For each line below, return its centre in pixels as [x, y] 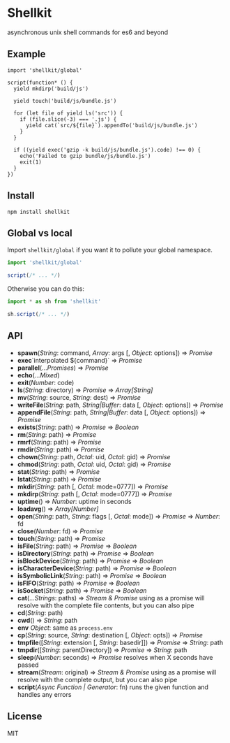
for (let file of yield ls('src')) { [68, 113]
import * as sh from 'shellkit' [54, 302]
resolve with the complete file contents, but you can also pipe [106, 605]
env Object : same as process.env [65, 628]
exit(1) [31, 162]
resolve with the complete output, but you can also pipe [97, 679]
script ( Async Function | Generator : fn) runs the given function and [113, 687]
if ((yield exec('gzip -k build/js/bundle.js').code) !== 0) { [107, 150]
